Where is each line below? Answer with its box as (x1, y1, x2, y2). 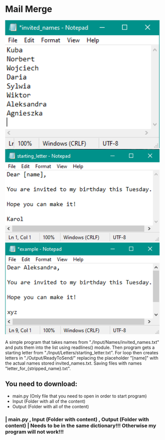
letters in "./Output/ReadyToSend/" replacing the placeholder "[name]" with (5, 355, 159, 361)
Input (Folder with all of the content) (12, 398, 85, 404)
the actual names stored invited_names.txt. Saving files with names (5, 360, 142, 366)
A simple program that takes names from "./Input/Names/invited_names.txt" (5, 339, 160, 345)
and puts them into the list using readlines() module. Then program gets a (5, 344, 155, 350)
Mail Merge (5, 3, 53, 15)
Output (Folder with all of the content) (12, 403, 89, 409)
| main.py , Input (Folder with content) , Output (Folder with (5, 416, 149, 423)
